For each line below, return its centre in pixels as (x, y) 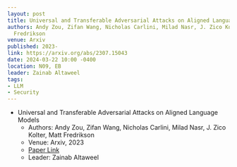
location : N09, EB (34, 66)
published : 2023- (33, 47)
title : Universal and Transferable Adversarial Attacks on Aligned (109, 20)
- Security (23, 92)
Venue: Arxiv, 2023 (56, 142)
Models (29, 120)
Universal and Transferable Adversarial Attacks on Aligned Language (118, 113)
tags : (15, 79)
